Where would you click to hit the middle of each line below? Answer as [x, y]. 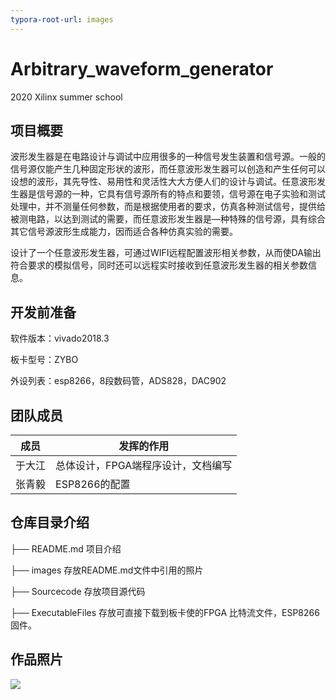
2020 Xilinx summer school [66, 97]
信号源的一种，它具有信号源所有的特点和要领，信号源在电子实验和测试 [181, 194]
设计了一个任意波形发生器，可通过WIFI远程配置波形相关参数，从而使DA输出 [166, 253]
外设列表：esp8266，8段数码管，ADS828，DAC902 [118, 381]
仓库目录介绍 [50, 522]
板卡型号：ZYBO [44, 360]
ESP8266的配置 [93, 484]
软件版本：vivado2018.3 [60, 338]
